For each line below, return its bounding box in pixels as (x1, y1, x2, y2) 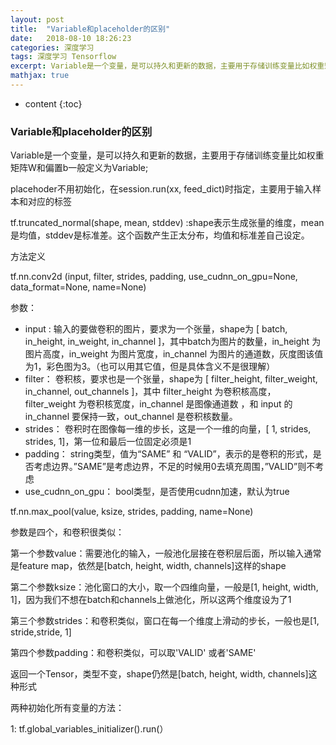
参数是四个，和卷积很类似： (10, 526, 125, 538)
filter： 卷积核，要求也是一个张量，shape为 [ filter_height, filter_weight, (24, 373, 318, 385)
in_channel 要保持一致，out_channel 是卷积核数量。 (24, 411, 238, 423)
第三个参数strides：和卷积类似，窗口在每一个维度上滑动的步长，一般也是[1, (10, 615, 320, 627)
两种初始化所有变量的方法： (10, 702, 125, 714)
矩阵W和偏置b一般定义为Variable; (10, 162, 149, 174)
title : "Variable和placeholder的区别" (10, 24, 171, 34)
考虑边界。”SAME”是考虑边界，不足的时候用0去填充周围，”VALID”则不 (33, 461, 316, 473)
